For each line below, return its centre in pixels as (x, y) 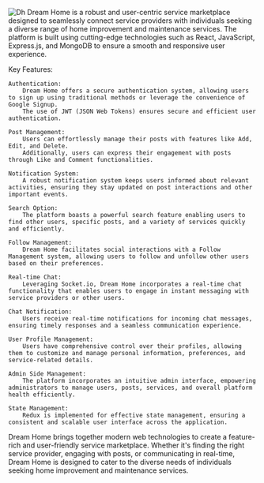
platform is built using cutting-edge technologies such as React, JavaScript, (132, 37)
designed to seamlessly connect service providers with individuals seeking (130, 21)
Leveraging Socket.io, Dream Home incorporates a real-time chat (132, 284)
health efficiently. (42, 395)
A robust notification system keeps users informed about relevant (136, 181)
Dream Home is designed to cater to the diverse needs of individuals (120, 462)
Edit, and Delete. (38, 146)
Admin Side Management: (47, 374)
